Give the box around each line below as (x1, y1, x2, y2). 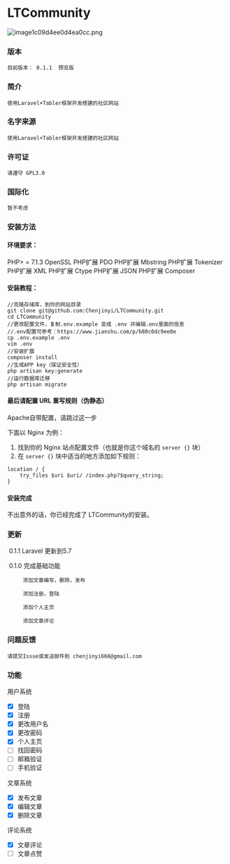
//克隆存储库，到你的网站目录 (7, 301, 82, 308)
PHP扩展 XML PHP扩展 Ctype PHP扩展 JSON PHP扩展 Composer (7, 266, 196, 275)
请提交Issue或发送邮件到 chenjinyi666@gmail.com (7, 652, 142, 660)
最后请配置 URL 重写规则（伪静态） (7, 396, 108, 405)
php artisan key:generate (7, 367, 82, 375)
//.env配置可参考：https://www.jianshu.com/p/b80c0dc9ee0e (7, 328, 177, 335)
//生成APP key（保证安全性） (7, 361, 82, 368)
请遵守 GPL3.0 (7, 170, 45, 177)
